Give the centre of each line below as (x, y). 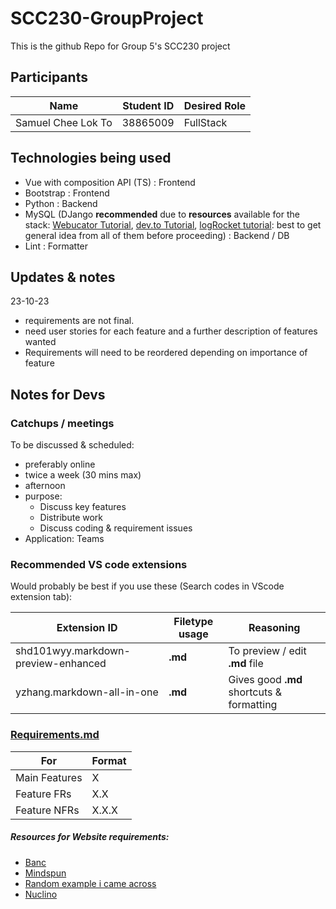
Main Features (49, 777)
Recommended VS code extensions (99, 564)
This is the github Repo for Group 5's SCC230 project (120, 46)
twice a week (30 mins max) (83, 475)
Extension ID (87, 628)
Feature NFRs (47, 810)
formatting (253, 705)
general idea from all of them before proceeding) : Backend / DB (157, 235)
